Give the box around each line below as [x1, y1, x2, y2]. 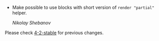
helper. [12, 10, 27, 16]
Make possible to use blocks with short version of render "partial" [12, 5, 155, 10]
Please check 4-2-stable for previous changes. [5, 30, 104, 35]
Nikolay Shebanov [12, 20, 51, 26]
